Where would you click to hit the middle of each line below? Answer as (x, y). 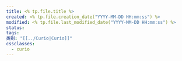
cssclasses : (20, 44)
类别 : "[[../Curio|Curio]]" (39, 38)
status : (15, 28)
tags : (13, 33)
